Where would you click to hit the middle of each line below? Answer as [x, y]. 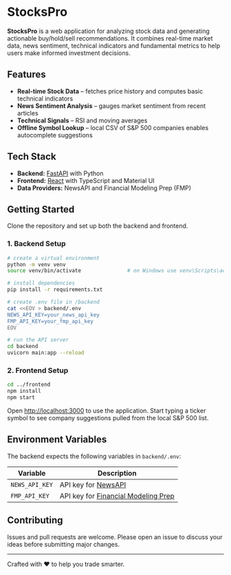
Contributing [35, 520]
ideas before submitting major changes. [64, 544]
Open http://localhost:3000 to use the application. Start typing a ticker [107, 411]
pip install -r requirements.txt [55, 290]
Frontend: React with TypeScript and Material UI [86, 180]
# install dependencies [41, 283]
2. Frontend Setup [38, 370]
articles [28, 113]
